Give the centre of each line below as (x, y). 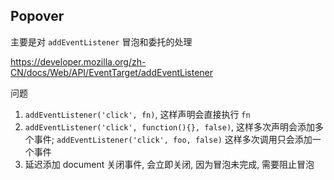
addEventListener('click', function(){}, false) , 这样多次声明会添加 (170, 126)
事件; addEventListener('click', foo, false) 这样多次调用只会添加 (173, 139)
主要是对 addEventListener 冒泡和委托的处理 (101, 41)
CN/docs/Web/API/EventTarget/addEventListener (112, 72)
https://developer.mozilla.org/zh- (78, 61)
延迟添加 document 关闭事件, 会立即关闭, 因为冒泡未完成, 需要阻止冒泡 (169, 164)
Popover (37, 16)
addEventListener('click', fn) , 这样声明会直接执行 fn (137, 114)
